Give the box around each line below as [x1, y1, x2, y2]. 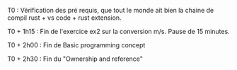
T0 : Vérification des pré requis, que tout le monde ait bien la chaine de [7, 6, 214, 14]
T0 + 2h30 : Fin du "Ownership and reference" [7, 54, 144, 63]
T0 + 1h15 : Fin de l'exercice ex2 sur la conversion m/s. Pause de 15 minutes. [7, 28, 230, 35]
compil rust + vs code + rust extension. [7, 13, 122, 22]
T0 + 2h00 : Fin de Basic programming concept [7, 41, 146, 49]
